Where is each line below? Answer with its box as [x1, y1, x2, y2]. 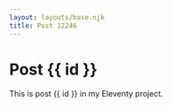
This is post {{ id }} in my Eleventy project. [9, 89, 164, 99]
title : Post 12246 [9, 21, 77, 30]
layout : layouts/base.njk [9, 12, 105, 22]
